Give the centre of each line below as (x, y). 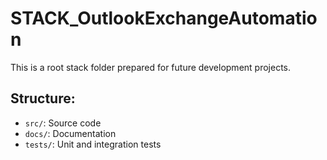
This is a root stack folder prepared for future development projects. (151, 67)
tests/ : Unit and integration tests (93, 144)
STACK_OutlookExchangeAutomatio (164, 18)
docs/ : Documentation (70, 133)
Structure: (43, 98)
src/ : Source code (63, 123)
